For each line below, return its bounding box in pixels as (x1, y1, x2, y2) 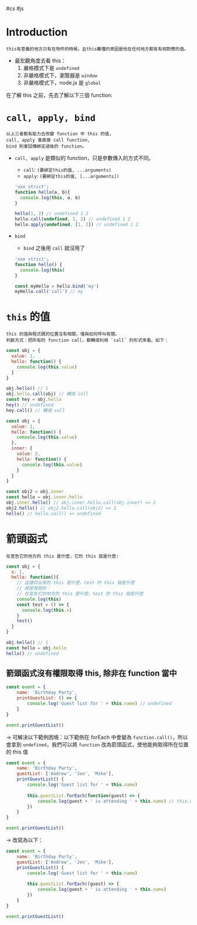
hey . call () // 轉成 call (6, 407, 65, 413)
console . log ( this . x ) (21, 607, 72, 613)
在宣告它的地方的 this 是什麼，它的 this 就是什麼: (6, 553, 119, 559)
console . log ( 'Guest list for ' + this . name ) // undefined (27, 701, 172, 707)
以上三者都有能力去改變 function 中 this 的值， (6, 130, 114, 137)
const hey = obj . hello (6, 397, 62, 403)
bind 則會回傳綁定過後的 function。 (6, 143, 87, 149)
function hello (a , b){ (14, 189, 70, 195)
